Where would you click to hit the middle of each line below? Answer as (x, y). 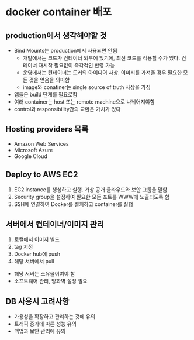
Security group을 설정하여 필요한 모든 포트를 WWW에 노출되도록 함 (92, 197)
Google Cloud (30, 156)
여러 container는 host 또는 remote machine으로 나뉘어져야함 (84, 102)
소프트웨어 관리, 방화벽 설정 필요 (51, 281)
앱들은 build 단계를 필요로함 (46, 95)
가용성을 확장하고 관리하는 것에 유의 (55, 317)
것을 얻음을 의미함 (49, 80)
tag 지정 (23, 247)
